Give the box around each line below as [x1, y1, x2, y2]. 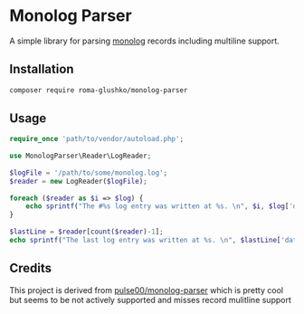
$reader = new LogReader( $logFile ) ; [9, 176, 147, 186]
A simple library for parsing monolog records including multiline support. [9, 35, 280, 46]
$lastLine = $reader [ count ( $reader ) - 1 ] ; [9, 227, 165, 236]
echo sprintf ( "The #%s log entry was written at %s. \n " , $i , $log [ [25, 202, 290, 211]
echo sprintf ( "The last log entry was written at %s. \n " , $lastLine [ [9, 235, 281, 244]
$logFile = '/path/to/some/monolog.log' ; [9, 168, 168, 177]
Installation [9, 62, 74, 77]
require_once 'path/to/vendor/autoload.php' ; [9, 135, 184, 144]
